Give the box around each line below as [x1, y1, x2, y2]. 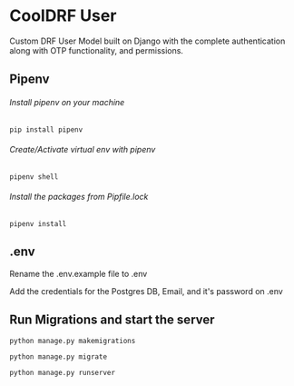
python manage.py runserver [9, 368, 116, 377]
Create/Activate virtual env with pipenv [9, 144, 156, 155]
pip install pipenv [9, 124, 83, 134]
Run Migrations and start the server [9, 312, 215, 328]
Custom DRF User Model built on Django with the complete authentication [9, 35, 286, 46]
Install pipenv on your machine [9, 96, 125, 107]
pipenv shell [9, 172, 59, 182]
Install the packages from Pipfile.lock [9, 192, 149, 203]
